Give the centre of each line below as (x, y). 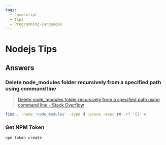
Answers (20, 68)
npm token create (24, 138)
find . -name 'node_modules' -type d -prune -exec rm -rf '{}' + (76, 115)
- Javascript (24, 15)
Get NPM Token (25, 127)
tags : (11, 10)
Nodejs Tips (31, 49)
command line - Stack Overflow (51, 105)
